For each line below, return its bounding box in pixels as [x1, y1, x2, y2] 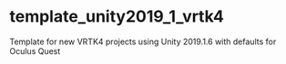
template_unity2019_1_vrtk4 [9, 6, 225, 27]
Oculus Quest [9, 45, 61, 56]
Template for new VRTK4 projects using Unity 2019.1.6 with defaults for [9, 36, 277, 47]
